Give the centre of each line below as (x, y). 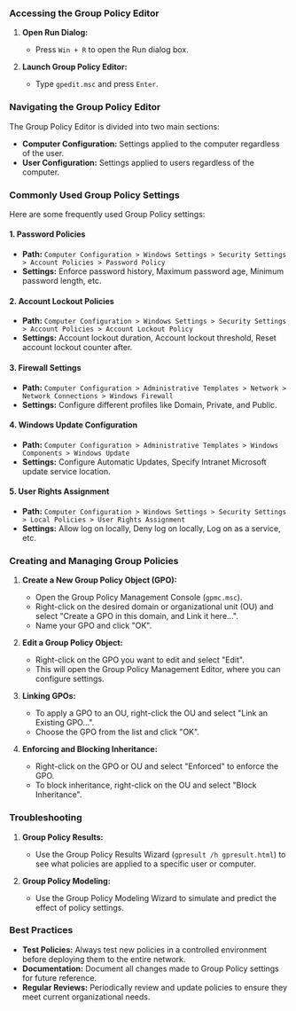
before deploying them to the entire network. (104, 959)
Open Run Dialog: (55, 33)
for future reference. (59, 977)
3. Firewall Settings (45, 367)
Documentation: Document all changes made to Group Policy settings (150, 968)
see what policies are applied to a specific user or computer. (146, 864)
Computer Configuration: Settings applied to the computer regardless (151, 144)
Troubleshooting (46, 818)
